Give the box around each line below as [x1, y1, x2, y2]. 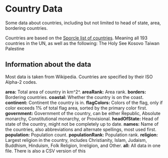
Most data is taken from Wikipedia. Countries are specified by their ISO [5, 74, 153, 80]
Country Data [5, 3, 63, 15]
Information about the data [5, 60, 91, 69]
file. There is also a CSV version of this [5, 147, 86, 154]
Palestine [5, 45, 25, 51]
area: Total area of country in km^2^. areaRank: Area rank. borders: [5, 89, 146, 95]
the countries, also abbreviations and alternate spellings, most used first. [5, 126, 156, 132]
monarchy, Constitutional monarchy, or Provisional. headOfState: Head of [5, 116, 159, 122]
